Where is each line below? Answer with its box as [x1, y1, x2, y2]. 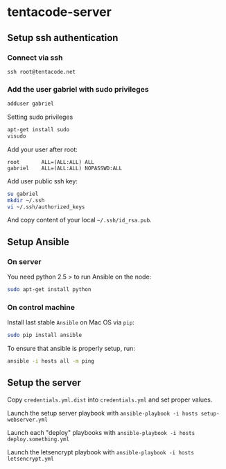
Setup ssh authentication [7, 32, 119, 44]
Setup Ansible [7, 236, 69, 247]
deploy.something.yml [7, 436, 70, 443]
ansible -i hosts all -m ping [7, 358, 95, 365]
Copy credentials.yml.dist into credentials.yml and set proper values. [7, 395, 213, 404]
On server [7, 256, 42, 266]
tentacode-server [7, 4, 112, 20]
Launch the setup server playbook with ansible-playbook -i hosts [7, 409, 198, 417]
